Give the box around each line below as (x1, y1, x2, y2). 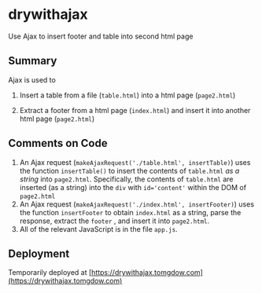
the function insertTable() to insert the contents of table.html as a (19, 166, 240, 175)
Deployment (8, 247, 70, 260)
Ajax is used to (8, 75, 57, 84)
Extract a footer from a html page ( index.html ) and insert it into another (19, 105, 251, 115)
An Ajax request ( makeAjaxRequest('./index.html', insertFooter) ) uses (19, 199, 254, 209)
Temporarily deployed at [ (8, 268, 92, 277)
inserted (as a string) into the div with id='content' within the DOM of (19, 182, 246, 192)
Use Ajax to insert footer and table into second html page (8, 31, 194, 41)
